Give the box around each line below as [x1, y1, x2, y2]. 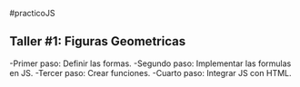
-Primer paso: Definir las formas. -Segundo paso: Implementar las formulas [9, 58, 292, 69]
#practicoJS [9, 8, 55, 18]
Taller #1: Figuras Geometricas [9, 34, 186, 49]
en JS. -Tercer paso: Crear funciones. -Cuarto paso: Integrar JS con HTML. [9, 67, 293, 78]
